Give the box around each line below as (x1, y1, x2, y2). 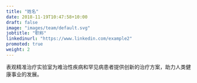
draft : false (6, 19, 38, 25)
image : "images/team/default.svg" (6, 25, 91, 31)
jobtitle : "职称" (6, 30, 47, 36)
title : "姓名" (6, 8, 39, 15)
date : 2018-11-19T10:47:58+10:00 (6, 14, 88, 20)
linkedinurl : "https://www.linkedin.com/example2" (6, 36, 133, 41)
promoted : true (6, 41, 43, 47)
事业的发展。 (11, 71, 42, 78)
